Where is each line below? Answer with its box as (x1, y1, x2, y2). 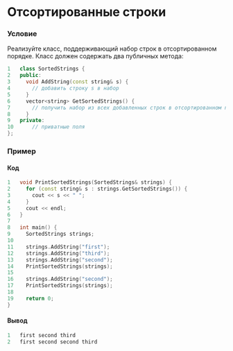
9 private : (7, 117, 45, 124)
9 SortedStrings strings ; (7, 230, 95, 238)
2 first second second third (7, 338, 98, 345)
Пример (7, 146, 37, 156)
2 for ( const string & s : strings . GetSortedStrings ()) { (7, 185, 188, 193)
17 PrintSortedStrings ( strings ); (7, 282, 113, 289)
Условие (7, 29, 37, 39)
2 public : (7, 72, 42, 79)
